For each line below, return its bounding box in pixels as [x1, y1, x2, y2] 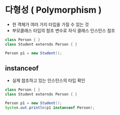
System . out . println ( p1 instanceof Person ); [5, 105, 95, 110]
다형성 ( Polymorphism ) [5, 4, 102, 16]
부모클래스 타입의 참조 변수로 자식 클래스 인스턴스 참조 [12, 27, 116, 33]
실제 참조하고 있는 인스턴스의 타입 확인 [12, 77, 85, 83]
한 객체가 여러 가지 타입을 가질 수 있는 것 [12, 21, 89, 27]
